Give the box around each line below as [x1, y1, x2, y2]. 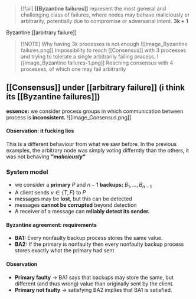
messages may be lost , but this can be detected [14, 195, 133, 203]
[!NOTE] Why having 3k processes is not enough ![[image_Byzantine [20, 41, 188, 47]
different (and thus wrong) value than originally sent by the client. [14, 280, 174, 287]
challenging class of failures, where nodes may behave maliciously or [20, 11, 190, 18]
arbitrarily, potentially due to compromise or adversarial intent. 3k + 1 [20, 18, 188, 24]
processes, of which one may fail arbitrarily [20, 66, 126, 73]
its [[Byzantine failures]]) [6, 92, 100, 102]
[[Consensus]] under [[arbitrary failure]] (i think [6, 83, 185, 93]
